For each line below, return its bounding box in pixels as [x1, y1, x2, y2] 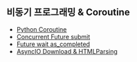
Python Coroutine [16, 25, 67, 33]
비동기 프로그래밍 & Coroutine [6, 6, 130, 19]
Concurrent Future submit [16, 32, 91, 41]
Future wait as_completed [16, 40, 91, 48]
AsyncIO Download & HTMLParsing [16, 47, 118, 55]
